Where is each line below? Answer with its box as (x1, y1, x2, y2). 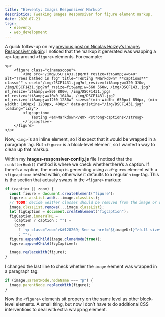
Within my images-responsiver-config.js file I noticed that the (5, 156, 132, 162)
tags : (5, 21, 16, 26)
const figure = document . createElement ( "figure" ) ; (9, 191, 115, 196)
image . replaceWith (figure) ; (9, 250, 67, 255)
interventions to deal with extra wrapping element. (5, 306, 107, 312)
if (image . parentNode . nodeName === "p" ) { (5, 278, 93, 283)
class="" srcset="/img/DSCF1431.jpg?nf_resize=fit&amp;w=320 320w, (5, 80, 146, 85)
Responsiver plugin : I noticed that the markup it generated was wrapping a (5, 49, 156, 54)
